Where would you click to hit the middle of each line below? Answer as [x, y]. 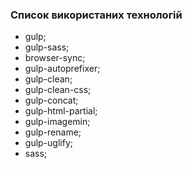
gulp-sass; [47, 47]
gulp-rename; [53, 132]
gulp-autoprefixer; [62, 69]
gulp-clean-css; [58, 90]
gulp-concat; [51, 100]
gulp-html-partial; [61, 111]
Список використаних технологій [96, 15]
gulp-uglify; [48, 143]
